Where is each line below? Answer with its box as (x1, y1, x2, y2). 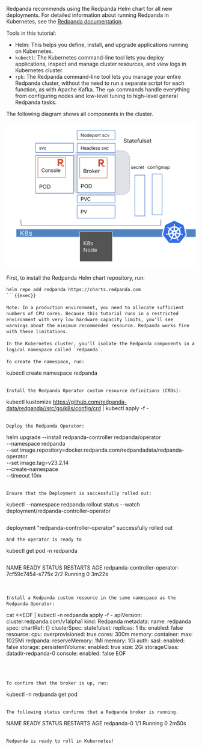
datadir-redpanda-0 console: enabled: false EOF (6, 650, 126, 657)
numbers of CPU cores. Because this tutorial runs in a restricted (6, 310, 179, 316)
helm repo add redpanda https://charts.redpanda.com (6, 286, 141, 292)
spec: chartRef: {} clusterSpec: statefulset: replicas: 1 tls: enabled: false (6, 624, 183, 631)
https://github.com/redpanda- (53, 398, 127, 405)
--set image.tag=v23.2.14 (6, 459, 69, 466)
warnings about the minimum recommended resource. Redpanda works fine (6, 322, 189, 328)
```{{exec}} (6, 292, 36, 298)
